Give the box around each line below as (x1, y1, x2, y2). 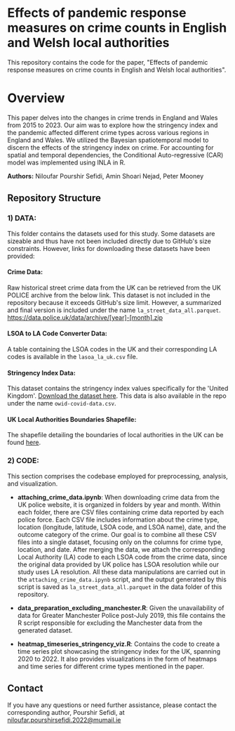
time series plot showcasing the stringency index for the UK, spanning (17, 647, 221, 655)
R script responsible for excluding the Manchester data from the (17, 619, 203, 627)
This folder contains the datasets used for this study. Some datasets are (7, 229, 215, 238)
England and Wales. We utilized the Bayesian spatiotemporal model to (7, 136, 209, 144)
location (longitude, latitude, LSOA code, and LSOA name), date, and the (17, 522, 227, 531)
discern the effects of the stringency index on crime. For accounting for (7, 143, 214, 152)
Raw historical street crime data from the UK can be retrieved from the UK (7, 283, 221, 292)
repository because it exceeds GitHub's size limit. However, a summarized (7, 298, 222, 306)
